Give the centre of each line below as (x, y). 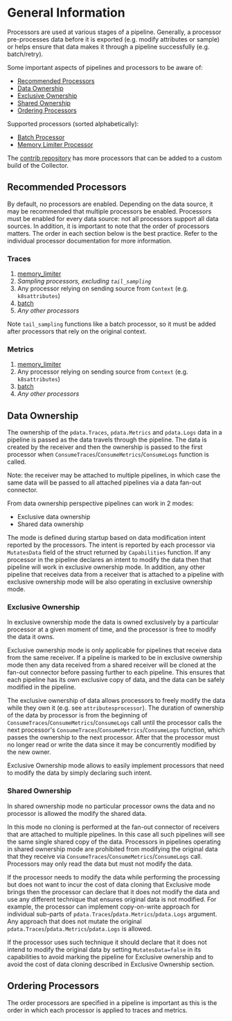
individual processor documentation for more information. (89, 241)
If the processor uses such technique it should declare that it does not (107, 942)
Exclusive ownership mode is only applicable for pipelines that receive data (114, 650)
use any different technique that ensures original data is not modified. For (112, 899)
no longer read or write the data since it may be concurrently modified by (111, 745)
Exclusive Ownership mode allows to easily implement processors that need (116, 766)
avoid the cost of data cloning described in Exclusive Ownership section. (111, 964)
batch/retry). (25, 54)
